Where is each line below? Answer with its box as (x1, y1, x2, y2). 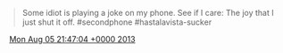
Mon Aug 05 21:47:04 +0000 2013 (8, 34, 136, 44)
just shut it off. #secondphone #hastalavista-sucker (21, 17, 212, 27)
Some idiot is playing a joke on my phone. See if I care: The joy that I (21, 8, 274, 18)
